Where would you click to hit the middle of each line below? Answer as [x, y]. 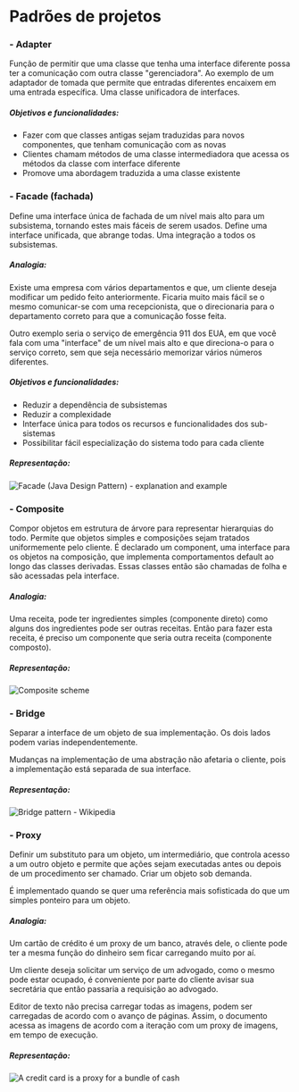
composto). [30, 647]
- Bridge [27, 713]
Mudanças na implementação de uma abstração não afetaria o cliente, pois [148, 760]
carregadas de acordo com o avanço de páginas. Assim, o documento [138, 1016]
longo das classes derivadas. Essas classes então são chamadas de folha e [148, 566]
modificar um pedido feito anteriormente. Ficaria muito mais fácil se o [137, 297]
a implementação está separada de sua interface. [100, 769]
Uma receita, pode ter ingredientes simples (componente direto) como [139, 618]
